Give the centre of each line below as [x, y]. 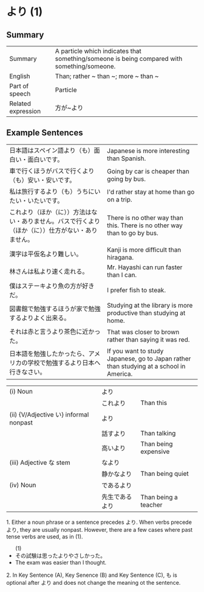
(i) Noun [21, 391]
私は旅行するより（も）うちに [52, 191]
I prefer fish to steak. [136, 290]
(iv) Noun [23, 485]
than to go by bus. [133, 233]
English [20, 76]
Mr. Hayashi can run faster [145, 267]
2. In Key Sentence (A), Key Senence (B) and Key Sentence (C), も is [92, 575]
